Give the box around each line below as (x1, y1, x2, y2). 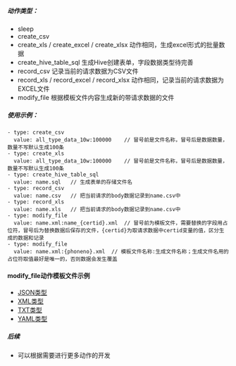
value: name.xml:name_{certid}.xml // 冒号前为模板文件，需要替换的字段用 (13, 219, 223, 227)
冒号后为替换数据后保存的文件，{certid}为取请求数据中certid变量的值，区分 (23, 227, 220, 234)
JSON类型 (17, 289, 48, 297)
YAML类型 (17, 315, 48, 323)
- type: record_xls (7, 198, 65, 206)
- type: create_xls (7, 150, 65, 157)
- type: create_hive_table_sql (7, 171, 99, 178)
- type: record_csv (7, 184, 65, 191)
